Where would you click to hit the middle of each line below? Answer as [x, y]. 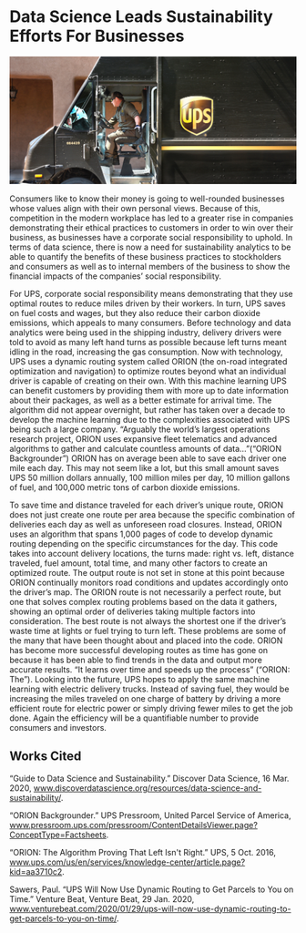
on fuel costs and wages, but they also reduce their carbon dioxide [135, 313]
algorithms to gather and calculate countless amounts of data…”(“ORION [146, 448]
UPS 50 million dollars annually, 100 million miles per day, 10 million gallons [150, 477]
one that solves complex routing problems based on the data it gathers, [143, 601]
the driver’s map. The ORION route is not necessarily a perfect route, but [145, 592]
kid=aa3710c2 [36, 871]
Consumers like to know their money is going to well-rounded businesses [147, 199]
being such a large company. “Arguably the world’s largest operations [140, 429]
